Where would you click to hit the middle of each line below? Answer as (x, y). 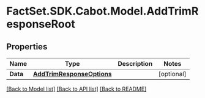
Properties (27, 47)
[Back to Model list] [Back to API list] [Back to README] (76, 89)
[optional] (172, 74)
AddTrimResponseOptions (72, 74)
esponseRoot (41, 24)
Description (135, 64)
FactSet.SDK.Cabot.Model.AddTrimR (102, 11)
